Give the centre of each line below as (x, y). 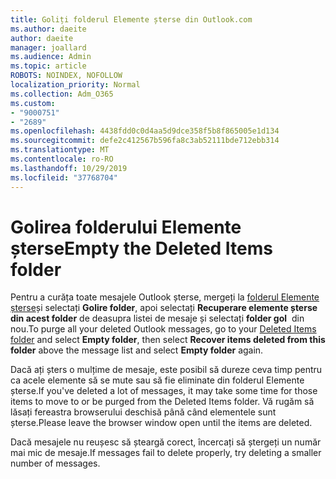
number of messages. (55, 463)
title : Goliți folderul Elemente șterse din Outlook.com (131, 19)
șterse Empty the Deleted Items (142, 248)
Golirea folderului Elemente (126, 227)
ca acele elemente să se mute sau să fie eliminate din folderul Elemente (157, 380)
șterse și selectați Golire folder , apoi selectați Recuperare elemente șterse (164, 308)
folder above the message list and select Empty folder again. (137, 350)
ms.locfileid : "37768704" (64, 177)
